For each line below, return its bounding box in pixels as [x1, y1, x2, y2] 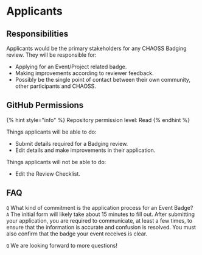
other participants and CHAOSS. [15, 82, 96, 90]
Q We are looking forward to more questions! [6, 242, 117, 249]
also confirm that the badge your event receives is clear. [6, 230, 148, 237]
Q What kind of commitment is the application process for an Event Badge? [6, 204, 193, 211]
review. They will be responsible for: [6, 51, 97, 59]
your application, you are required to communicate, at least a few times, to [6, 217, 193, 224]
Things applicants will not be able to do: [6, 158, 106, 165]
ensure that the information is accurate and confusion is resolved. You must [6, 223, 197, 231]
